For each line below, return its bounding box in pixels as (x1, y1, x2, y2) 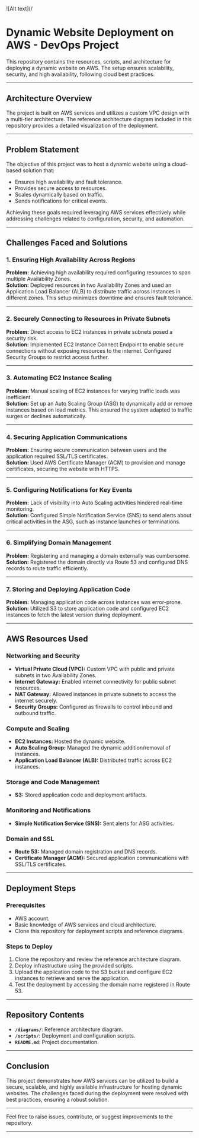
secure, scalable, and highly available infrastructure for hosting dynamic (6, 1083, 182, 1090)
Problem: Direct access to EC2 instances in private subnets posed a (6, 328, 173, 335)
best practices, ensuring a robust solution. (6, 1096, 110, 1103)
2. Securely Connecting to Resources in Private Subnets (6, 315, 171, 323)
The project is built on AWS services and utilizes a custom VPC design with (6, 109, 190, 116)
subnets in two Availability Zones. (14, 671, 97, 679)
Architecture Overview (6, 93, 92, 103)
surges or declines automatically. (6, 412, 87, 419)
